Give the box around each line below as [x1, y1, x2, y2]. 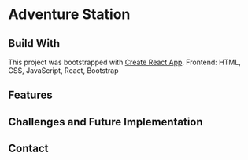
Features [8, 89, 53, 102]
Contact [8, 142, 49, 155]
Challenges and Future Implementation [8, 115, 203, 129]
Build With [8, 37, 61, 50]
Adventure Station [8, 5, 131, 24]
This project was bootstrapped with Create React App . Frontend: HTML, [8, 57, 242, 67]
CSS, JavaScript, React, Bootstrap [8, 66, 119, 75]
